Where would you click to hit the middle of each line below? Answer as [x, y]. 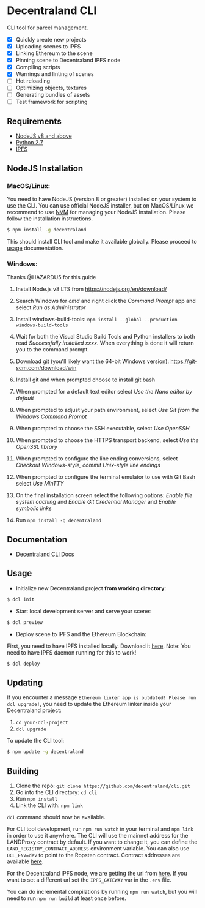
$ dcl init [21, 599]
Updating [25, 682]
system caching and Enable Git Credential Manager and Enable [96, 502]
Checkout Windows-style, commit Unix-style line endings [88, 465]
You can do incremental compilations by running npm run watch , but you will [102, 891]
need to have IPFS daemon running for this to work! [72, 652]
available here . [25, 861]
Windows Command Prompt [51, 416]
